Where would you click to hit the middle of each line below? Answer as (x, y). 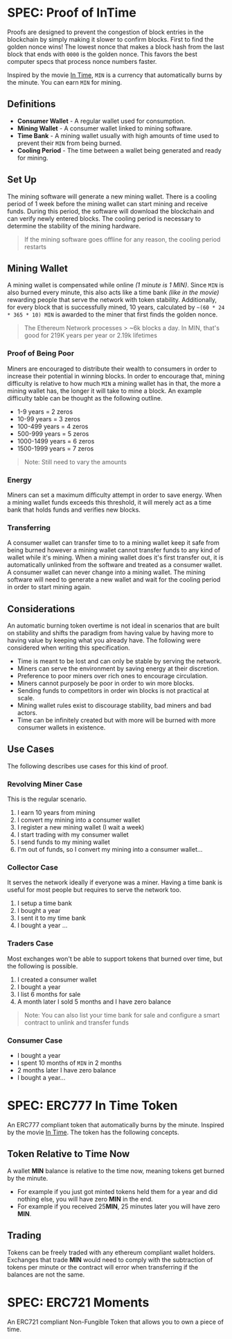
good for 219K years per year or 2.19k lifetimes (91, 335)
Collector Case (33, 868)
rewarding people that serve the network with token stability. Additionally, (112, 300)
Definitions (32, 104)
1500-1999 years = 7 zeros (55, 448)
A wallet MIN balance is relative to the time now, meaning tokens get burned (116, 1170)
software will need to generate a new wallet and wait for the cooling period (114, 580)
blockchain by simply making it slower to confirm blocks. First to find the (110, 39)
